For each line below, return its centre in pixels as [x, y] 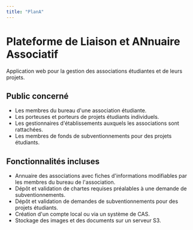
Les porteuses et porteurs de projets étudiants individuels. [87, 117]
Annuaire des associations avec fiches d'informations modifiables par [101, 176]
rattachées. [29, 130]
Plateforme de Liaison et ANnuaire [93, 41]
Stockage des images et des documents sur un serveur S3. [88, 220]
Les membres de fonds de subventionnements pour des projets [93, 136]
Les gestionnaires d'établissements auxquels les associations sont [97, 123]
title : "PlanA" [25, 12]
